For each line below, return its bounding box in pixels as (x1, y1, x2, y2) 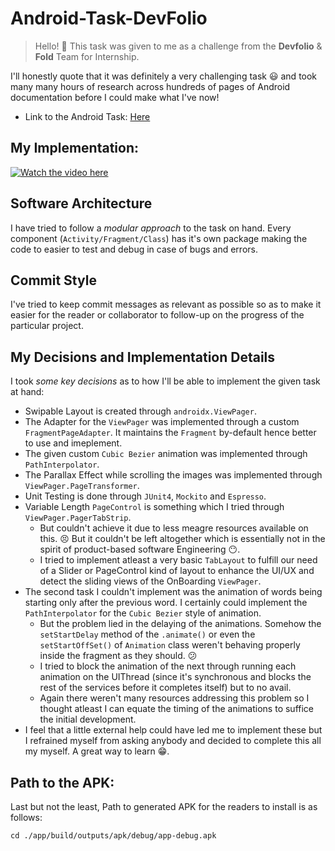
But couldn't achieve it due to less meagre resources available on (39, 522, 309, 534)
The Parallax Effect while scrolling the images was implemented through (24, 469, 323, 481)
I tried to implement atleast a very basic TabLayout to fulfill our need (39, 554, 318, 566)
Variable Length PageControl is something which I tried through (24, 501, 285, 513)
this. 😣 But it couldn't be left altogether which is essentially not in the (39, 533, 326, 545)
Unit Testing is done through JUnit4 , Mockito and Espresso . (24, 490, 267, 502)
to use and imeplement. (24, 437, 123, 449)
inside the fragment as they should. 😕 (39, 650, 198, 662)
